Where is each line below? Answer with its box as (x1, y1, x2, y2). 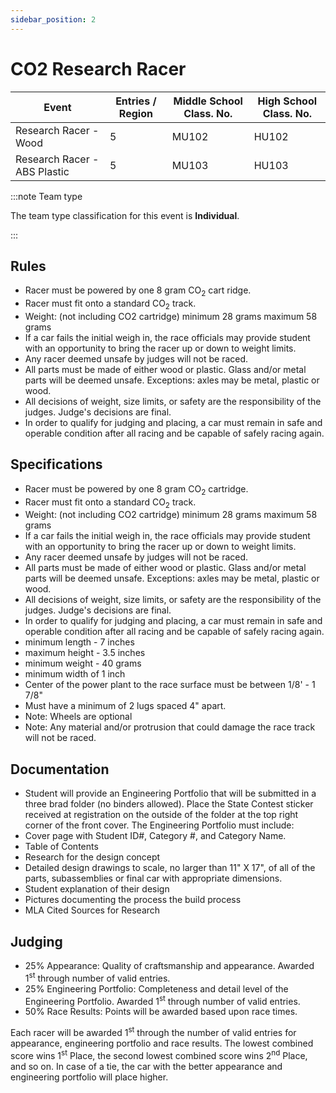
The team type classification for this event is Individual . (10, 209, 240, 221)
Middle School (173, 94, 243, 108)
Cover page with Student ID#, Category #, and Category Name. (24, 830, 287, 842)
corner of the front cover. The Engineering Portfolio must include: (24, 819, 295, 831)
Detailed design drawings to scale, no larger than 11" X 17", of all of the (24, 862, 316, 874)
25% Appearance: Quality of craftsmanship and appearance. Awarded (24, 960, 315, 971)
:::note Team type (10, 190, 83, 202)
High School (257, 94, 318, 108)
